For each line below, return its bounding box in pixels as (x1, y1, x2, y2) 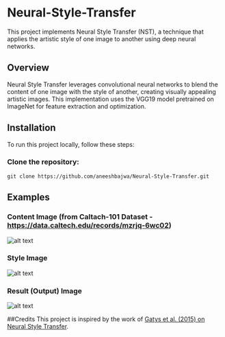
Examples (7, 191, 50, 203)
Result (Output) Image (7, 286, 82, 296)
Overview (7, 62, 50, 73)
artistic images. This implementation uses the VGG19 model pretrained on (7, 95, 214, 103)
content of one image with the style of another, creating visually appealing (7, 87, 217, 95)
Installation (7, 122, 56, 134)
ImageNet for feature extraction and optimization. (7, 102, 146, 111)
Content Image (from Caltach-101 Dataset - (7, 212, 153, 222)
